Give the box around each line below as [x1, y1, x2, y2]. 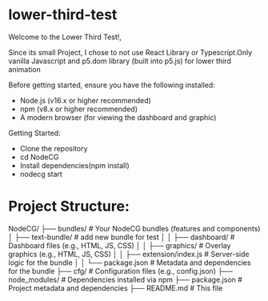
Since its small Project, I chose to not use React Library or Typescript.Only [8, 47, 253, 57]
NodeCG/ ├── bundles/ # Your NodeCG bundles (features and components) [8, 223, 261, 233]
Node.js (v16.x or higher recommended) [19, 95, 152, 105]
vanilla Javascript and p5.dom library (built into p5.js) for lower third [8, 56, 232, 66]
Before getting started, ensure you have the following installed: [8, 80, 216, 90]
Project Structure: [8, 198, 130, 215]
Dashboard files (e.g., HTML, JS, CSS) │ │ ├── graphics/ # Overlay [8, 240, 231, 250]
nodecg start [19, 169, 62, 179]
